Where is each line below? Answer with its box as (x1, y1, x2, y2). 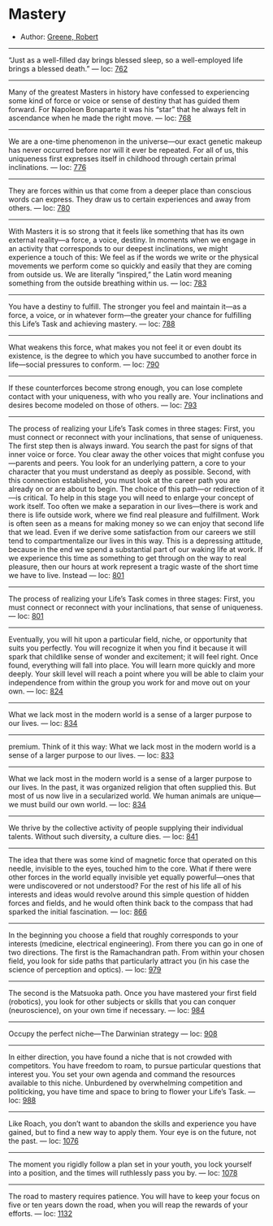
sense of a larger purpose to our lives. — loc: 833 (8, 750, 175, 760)
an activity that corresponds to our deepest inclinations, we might (8, 243, 228, 253)
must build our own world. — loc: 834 (19, 799, 146, 809)
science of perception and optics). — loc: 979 (8, 964, 162, 974)
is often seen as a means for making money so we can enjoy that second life (8, 518, 265, 528)
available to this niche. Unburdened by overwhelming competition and (8, 1078, 243, 1088)
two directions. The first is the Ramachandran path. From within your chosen (8, 947, 265, 957)
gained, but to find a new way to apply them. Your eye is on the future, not (8, 1127, 257, 1137)
